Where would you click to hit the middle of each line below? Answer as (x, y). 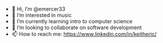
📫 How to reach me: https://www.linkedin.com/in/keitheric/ (84, 34)
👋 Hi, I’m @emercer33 (38, 9)
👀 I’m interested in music (42, 15)
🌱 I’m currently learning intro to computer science (72, 21)
